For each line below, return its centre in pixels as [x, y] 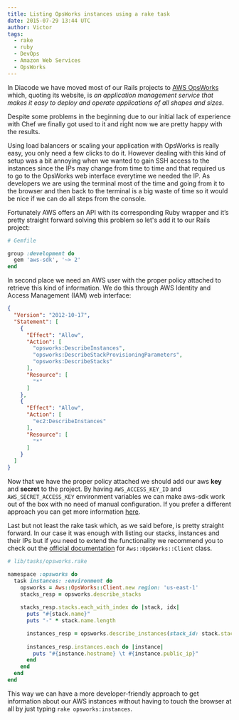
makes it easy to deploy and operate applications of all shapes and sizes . [116, 102]
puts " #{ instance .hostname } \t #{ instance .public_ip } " [116, 654]
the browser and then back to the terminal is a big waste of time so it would [118, 191]
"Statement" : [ [36, 322]
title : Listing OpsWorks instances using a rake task [89, 14]
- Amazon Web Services [47, 61]
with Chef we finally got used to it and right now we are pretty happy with [115, 124]
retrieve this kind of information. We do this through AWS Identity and [109, 288]
